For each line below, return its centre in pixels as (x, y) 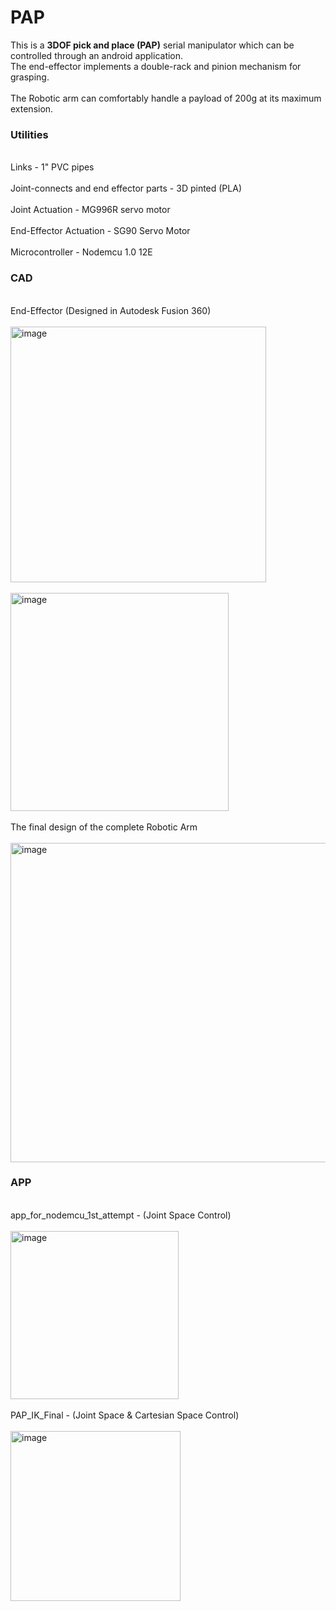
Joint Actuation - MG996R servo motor (90, 210)
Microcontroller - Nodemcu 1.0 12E (81, 252)
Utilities (29, 134)
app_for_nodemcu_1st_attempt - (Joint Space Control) (121, 1215)
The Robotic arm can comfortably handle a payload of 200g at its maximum (166, 98)
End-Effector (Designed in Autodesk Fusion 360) (111, 310)
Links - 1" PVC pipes (52, 167)
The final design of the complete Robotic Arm (104, 827)
